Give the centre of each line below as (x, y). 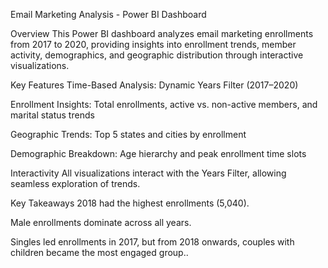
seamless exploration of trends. (75, 183)
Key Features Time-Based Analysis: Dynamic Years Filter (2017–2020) (154, 85)
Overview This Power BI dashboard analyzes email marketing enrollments (162, 33)
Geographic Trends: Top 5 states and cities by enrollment (128, 134)
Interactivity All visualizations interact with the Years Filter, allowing (148, 173)
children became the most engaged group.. (99, 252)
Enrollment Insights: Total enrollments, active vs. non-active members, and (164, 104)
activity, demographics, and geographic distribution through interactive (157, 55)
